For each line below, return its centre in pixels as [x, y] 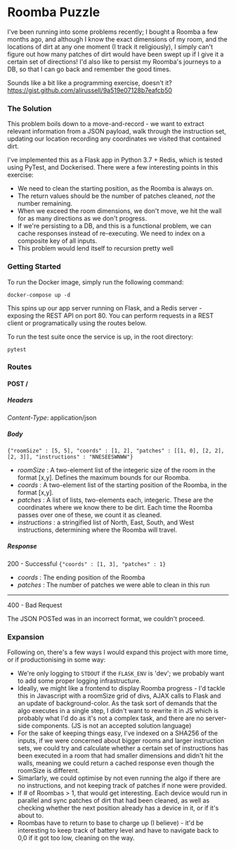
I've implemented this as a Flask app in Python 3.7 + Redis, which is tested [115, 160]
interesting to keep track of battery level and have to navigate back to [118, 831]
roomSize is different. [48, 771]
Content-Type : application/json [52, 418]
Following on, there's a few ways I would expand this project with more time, [118, 653]
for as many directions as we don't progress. [82, 218]
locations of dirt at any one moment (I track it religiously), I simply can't [110, 46]
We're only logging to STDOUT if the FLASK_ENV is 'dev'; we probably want [121, 674]
